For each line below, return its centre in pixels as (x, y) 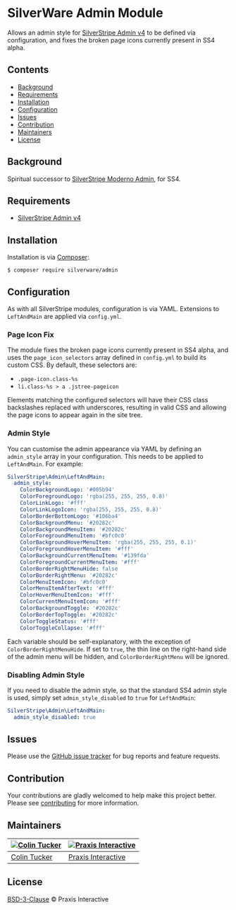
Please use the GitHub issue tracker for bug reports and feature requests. (114, 756)
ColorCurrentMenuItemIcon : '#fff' (70, 602)
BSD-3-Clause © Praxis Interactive (58, 899)
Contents (28, 70)
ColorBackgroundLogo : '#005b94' (67, 490)
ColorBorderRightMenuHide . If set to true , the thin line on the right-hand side (117, 649)
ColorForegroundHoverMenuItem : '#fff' (77, 549)
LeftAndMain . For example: (45, 464)
